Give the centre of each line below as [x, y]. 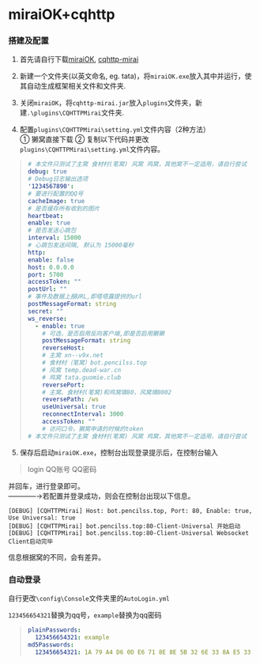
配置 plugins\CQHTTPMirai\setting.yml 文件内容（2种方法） [115, 130]
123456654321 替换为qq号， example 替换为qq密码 [85, 615]
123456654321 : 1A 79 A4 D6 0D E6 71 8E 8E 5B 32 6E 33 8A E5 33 [143, 652]
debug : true [47, 172]
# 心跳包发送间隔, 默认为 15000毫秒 [81, 245]
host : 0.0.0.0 [51, 267]
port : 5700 [45, 274]
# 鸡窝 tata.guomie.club [82, 377]
